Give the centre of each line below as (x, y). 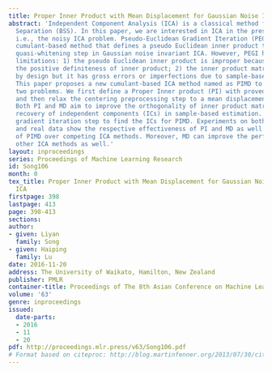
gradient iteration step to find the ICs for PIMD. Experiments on (132, 122)
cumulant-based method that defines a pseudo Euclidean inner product (137, 46)
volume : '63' (30, 295)
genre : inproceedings (45, 302)
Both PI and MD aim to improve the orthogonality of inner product (132, 106)
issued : (21, 309)
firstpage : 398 (34, 196)
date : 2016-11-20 (38, 264)
